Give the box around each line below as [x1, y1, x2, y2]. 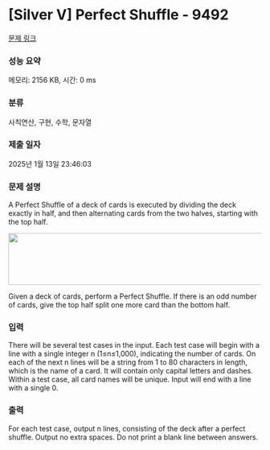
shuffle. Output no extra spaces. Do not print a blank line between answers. [8, 432, 259, 442]
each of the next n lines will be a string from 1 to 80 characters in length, [8, 357, 247, 367]
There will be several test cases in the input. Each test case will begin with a [8, 341, 260, 350]
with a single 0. [8, 383, 59, 393]
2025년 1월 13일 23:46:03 [8, 159, 92, 168]
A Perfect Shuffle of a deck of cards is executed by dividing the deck [8, 200, 237, 210]
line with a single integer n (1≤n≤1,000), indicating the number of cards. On [8, 349, 256, 359]
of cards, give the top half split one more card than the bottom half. [8, 300, 231, 310]
